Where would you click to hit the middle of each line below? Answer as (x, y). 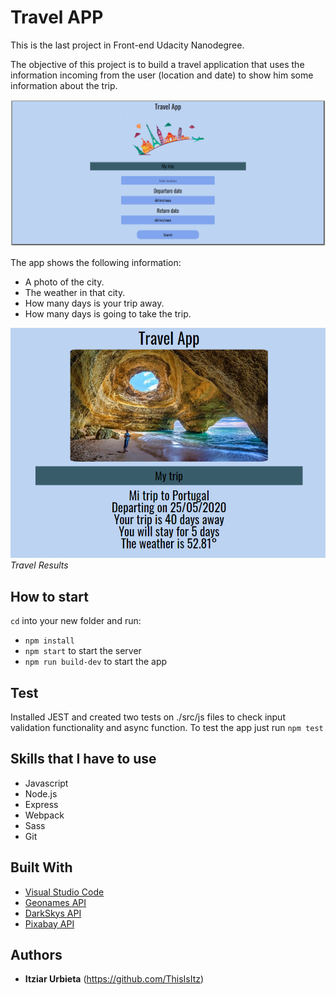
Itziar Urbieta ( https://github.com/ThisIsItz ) (114, 979)
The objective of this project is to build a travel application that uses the (157, 64)
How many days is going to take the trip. (108, 313)
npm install (49, 641)
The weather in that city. (75, 292)
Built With (41, 867)
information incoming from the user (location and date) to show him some (162, 75)
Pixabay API (49, 923)
